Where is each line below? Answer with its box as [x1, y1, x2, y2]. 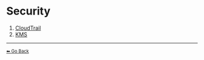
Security [6, 4, 50, 18]
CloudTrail [15, 24, 41, 32]
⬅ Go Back [6, 48, 29, 54]
